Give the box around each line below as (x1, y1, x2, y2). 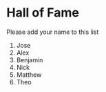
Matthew (16, 71, 42, 79)
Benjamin (16, 55, 43, 64)
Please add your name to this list (6, 28, 99, 36)
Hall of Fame (6, 5, 80, 21)
